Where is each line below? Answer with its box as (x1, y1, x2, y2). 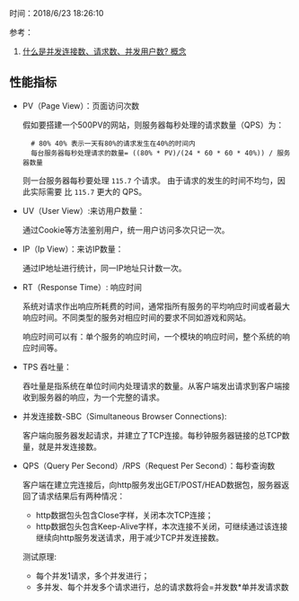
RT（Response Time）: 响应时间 (22, 281, 142, 292)
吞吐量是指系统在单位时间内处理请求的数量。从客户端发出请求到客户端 (22, 380, 283, 391)
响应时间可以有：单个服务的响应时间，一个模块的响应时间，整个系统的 (22, 331, 283, 341)
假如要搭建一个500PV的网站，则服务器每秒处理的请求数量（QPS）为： (22, 119, 285, 130)
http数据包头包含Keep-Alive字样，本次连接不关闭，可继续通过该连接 (35, 520, 288, 532)
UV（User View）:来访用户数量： (22, 205, 145, 216)
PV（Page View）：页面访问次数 (22, 100, 140, 110)
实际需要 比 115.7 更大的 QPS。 (30, 186, 146, 197)
